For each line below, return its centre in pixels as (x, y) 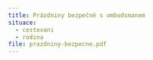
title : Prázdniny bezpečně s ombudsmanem (77, 15)
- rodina (29, 37)
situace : (22, 23)
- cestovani (35, 30)
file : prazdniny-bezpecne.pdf (58, 44)
